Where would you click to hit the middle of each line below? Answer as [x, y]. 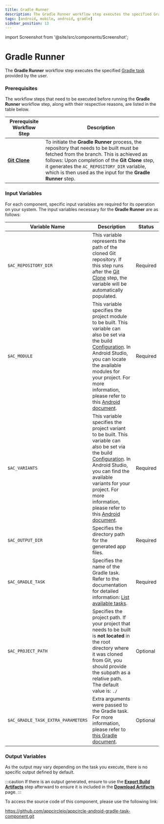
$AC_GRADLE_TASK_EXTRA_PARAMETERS [48, 720]
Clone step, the [110, 278]
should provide [109, 666]
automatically [108, 290]
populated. [104, 296]
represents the [109, 241]
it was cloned [107, 654]
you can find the [111, 471]
